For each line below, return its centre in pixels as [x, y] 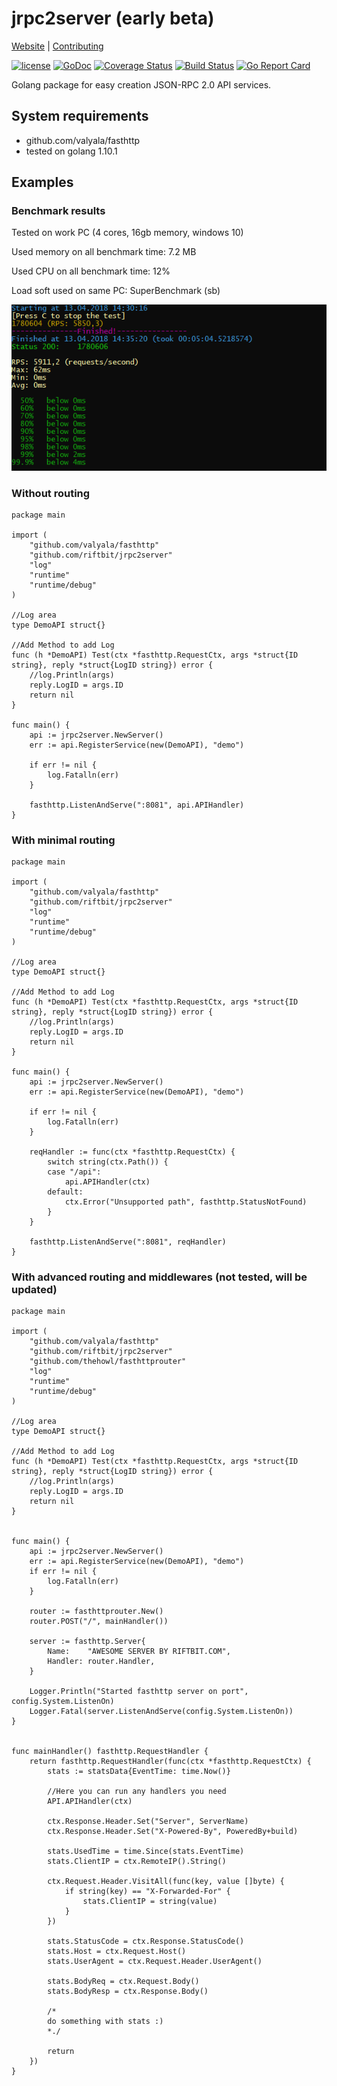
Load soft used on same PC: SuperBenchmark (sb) [116, 291]
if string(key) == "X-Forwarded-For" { [147, 1892]
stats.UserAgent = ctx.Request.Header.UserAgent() [155, 1962]
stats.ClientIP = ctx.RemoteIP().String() [137, 1862]
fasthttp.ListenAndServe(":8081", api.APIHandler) [137, 805]
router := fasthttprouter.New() [96, 1612]
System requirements [80, 116]
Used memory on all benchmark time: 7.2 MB [104, 252]
